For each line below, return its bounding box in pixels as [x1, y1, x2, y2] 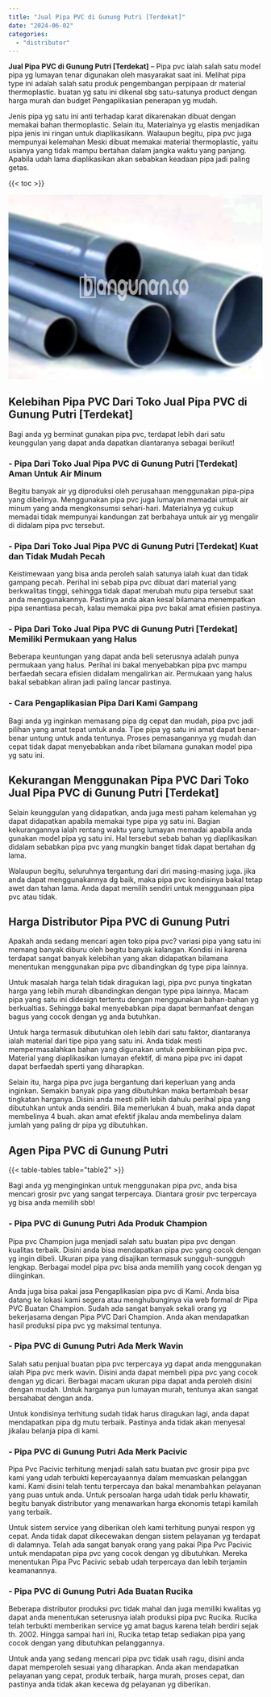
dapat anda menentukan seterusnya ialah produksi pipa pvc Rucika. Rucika [8, 1612, 258, 1622]
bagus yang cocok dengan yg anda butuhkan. [8, 1012, 161, 1021]
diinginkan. [8, 1271, 45, 1280]
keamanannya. [8, 1566, 57, 1575]
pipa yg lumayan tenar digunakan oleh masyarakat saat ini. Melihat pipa [8, 70, 246, 80]
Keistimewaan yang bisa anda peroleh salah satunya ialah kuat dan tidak [8, 569, 248, 579]
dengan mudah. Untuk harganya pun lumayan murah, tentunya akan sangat [8, 1384, 259, 1394]
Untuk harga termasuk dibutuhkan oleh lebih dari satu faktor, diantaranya [8, 1028, 252, 1038]
